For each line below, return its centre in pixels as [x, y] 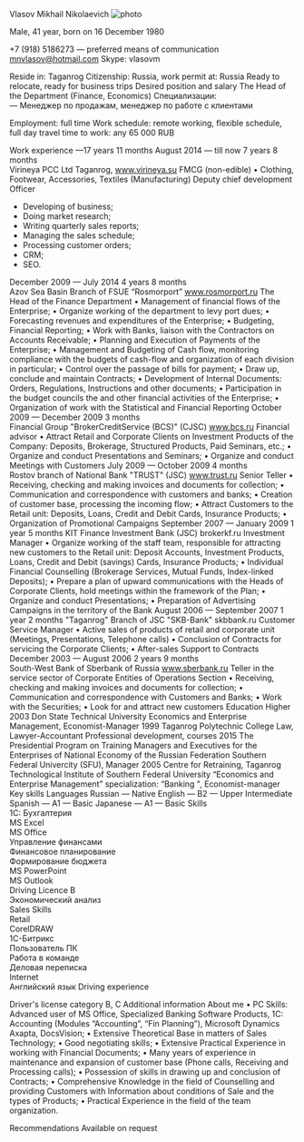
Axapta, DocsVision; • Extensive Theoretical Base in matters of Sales [138, 1033]
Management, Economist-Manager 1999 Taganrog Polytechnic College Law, [152, 726]
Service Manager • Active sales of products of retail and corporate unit [142, 630]
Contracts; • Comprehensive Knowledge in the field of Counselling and [142, 1082]
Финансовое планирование [63, 851]
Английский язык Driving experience [79, 987]
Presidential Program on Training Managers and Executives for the [133, 745]
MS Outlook [31, 880]
